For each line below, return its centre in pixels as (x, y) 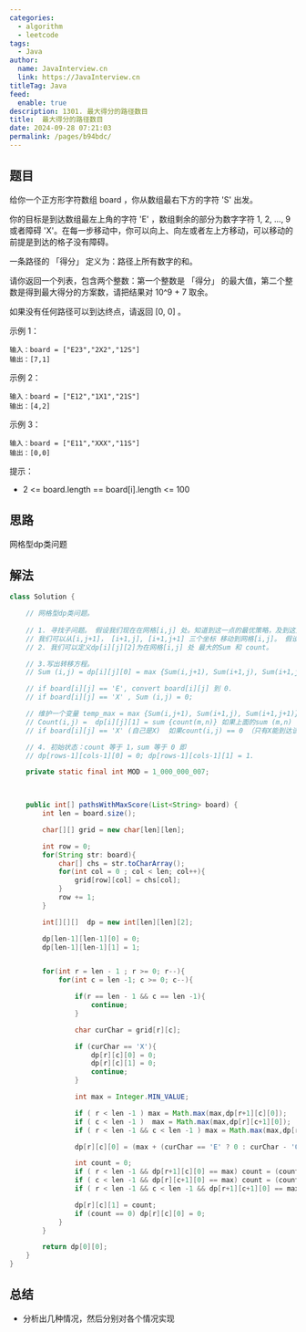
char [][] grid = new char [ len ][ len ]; (113, 830)
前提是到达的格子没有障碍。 (61, 242)
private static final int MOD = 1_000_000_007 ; (117, 772)
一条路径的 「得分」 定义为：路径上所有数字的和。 (103, 261)
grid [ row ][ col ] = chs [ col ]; (127, 880)
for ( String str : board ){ (89, 855)
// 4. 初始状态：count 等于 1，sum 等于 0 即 (106, 747)
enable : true (42, 103)
